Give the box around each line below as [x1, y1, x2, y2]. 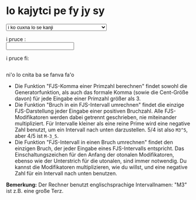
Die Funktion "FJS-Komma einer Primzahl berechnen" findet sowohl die [14, 82, 188, 89]
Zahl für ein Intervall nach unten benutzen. [14, 170, 117, 177]
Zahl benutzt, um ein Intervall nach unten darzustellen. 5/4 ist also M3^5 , [14, 126, 188, 133]
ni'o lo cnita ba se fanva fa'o [6, 71, 75, 78]
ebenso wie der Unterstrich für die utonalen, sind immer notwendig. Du [14, 157, 187, 164]
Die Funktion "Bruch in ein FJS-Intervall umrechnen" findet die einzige [14, 101, 185, 108]
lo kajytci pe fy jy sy [6, 4, 105, 18]
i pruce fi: [6, 55, 29, 62]
